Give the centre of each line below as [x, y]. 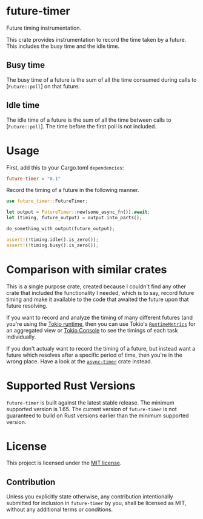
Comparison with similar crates [87, 269]
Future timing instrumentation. [44, 28]
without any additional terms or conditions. [60, 509]
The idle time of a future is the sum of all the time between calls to [89, 120]
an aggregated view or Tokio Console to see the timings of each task [92, 330]
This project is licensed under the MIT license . [64, 463]
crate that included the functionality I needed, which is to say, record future [100, 293]
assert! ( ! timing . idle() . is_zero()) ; [52, 240]
